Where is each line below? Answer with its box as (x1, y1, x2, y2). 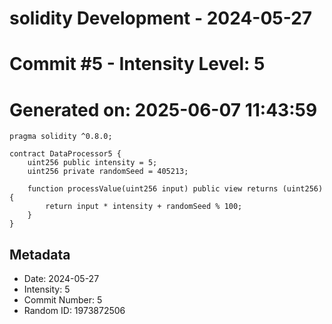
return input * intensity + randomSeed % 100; (45, 202, 243, 212)
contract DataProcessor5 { (9, 149, 122, 159)
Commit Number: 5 (23, 294, 103, 306)
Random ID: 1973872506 (23, 305, 126, 317)
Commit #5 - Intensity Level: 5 (9, 53, 266, 76)
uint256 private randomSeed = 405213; (27, 167, 189, 177)
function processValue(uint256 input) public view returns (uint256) (27, 184, 324, 194)
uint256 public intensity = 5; (27, 158, 158, 168)
